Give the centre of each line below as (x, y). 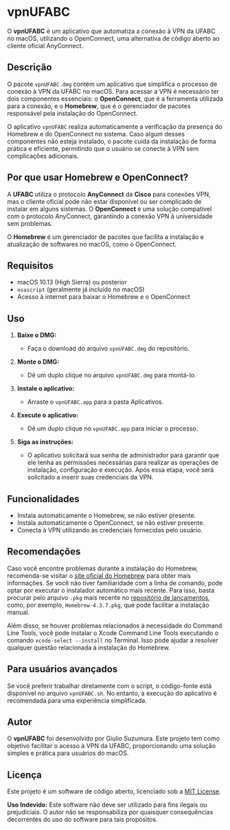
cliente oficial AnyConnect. (45, 45)
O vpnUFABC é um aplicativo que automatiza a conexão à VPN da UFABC (111, 31)
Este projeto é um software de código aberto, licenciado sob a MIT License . (114, 791)
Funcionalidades (44, 499)
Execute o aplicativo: (48, 415)
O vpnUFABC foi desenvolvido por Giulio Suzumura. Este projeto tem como (114, 738)
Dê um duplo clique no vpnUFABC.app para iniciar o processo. (113, 428)
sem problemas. (30, 223)
